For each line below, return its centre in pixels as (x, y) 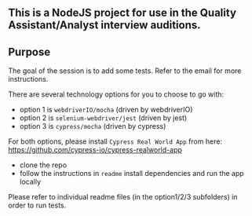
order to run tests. (37, 205)
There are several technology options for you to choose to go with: (116, 94)
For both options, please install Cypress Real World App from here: (115, 141)
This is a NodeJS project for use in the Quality (122, 13)
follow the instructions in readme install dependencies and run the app (132, 174)
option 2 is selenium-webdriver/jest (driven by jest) (103, 118)
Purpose (29, 51)
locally (30, 182)
